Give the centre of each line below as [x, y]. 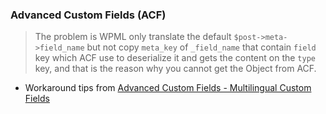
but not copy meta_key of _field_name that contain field [201, 47]
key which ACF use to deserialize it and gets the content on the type [175, 58]
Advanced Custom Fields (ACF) [88, 15]
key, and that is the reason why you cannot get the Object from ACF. [175, 69]
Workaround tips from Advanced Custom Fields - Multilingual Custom [168, 88]
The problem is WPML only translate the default [133, 37]
